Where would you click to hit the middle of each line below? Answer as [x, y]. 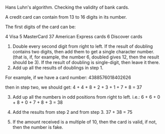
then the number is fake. [38, 127]
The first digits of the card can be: [40, 27]
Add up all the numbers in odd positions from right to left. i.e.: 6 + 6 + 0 [86, 97]
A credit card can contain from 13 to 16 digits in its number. [66, 17]
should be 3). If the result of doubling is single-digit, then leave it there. [86, 62]
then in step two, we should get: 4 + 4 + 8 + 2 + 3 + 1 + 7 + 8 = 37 [74, 87]
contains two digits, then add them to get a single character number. [83, 52]
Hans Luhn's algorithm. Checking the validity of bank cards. [67, 7]
